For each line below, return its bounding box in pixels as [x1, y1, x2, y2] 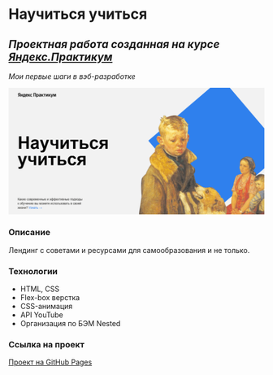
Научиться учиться [8, 5, 148, 24]
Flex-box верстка [19, 293, 80, 303]
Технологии [8, 265, 58, 277]
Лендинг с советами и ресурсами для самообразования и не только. [8, 245, 250, 255]
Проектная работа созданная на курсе [8, 37, 220, 51]
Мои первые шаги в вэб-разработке [8, 72, 136, 81]
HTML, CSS [19, 284, 59, 294]
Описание [8, 227, 51, 238]
